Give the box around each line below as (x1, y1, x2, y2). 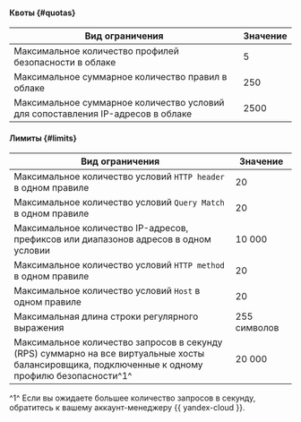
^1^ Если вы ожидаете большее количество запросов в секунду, (9, 392, 256, 403)
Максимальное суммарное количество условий (13, 97, 225, 109)
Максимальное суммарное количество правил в (13, 71, 228, 83)
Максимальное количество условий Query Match (13, 196, 226, 209)
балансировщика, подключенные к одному (13, 358, 203, 371)
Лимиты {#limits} (9, 133, 78, 143)
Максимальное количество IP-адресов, (13, 222, 189, 235)
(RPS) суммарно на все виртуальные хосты (13, 348, 204, 360)
